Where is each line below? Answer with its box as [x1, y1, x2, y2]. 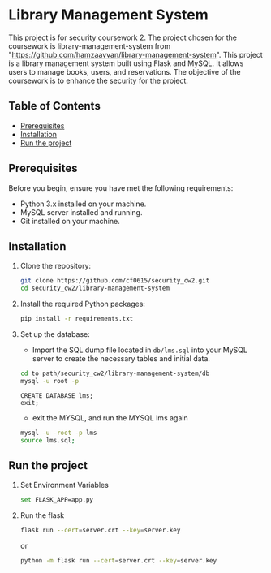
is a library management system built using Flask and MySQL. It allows [8, 58, 244, 68]
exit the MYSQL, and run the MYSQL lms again [32, 412, 188, 423]
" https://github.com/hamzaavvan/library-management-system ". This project [8, 50, 264, 59]
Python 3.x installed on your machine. [19, 199, 147, 209]
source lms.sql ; [19, 436, 75, 444]
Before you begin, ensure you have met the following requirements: [8, 183, 234, 192]
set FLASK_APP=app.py [19, 496, 93, 504]
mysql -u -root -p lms [19, 429, 97, 437]
